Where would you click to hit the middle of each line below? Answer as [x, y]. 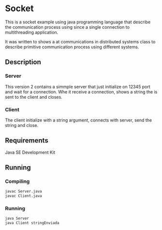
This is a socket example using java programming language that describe [78, 22]
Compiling [17, 181]
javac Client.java [23, 196]
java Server [17, 219]
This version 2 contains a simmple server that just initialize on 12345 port [78, 87]
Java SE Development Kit [30, 152]
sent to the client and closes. [34, 97]
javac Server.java [23, 192]
